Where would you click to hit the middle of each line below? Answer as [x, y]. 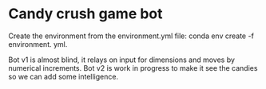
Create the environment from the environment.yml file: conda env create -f [131, 36]
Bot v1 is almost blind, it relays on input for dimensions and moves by [122, 60]
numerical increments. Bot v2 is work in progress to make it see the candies [133, 68]
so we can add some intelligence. [63, 76]
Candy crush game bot [85, 14]
